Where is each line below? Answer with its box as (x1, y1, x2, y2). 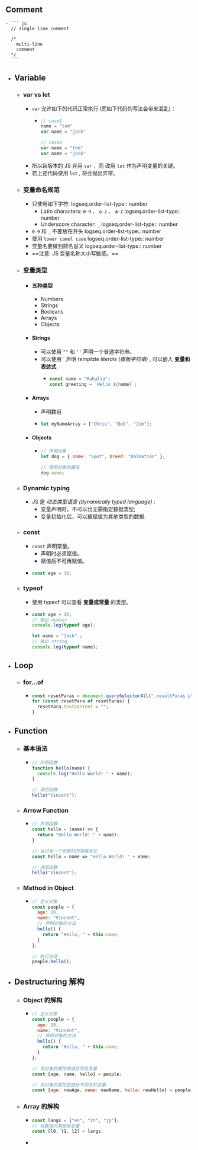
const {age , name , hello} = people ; (31, 1071, 122, 1077)
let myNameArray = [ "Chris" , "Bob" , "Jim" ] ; (40, 421, 152, 427)
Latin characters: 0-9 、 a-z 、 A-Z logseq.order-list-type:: (40, 207, 181, 215)
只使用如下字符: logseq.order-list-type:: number (31, 200, 148, 207)
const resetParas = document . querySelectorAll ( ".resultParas (31, 693, 186, 699)
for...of (22, 678, 44, 686)
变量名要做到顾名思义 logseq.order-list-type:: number (31, 242, 162, 250)
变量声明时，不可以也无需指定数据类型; (40, 506, 136, 513)
